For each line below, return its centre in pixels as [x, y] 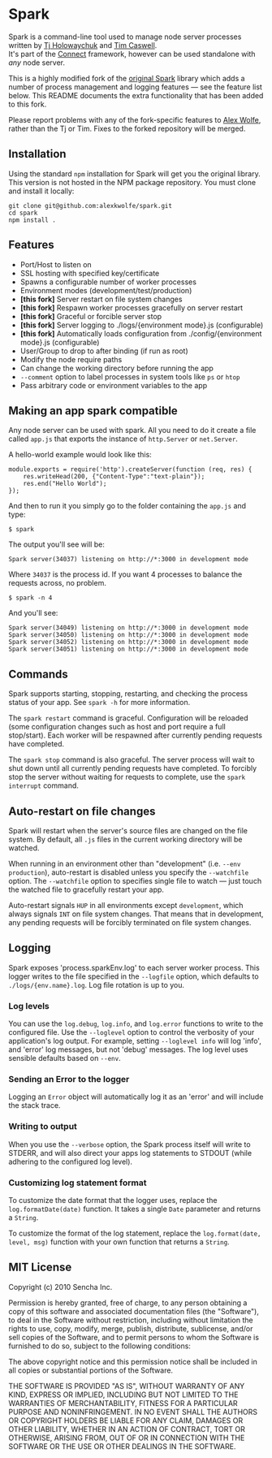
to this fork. [28, 104]
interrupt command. [44, 785]
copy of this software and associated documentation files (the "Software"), [134, 1311]
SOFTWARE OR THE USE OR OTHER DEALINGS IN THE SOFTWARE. [122, 1446]
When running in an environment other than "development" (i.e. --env [125, 863]
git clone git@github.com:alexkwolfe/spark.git [91, 206]
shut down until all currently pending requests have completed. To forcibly [133, 768]
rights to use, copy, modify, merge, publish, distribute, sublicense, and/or [131, 1328]
